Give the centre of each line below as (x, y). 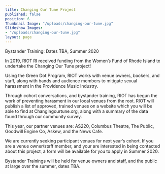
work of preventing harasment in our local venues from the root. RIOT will (80, 101)
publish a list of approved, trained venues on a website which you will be (79, 106)
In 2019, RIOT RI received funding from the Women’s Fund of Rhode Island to (83, 61)
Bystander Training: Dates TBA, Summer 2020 (52, 51)
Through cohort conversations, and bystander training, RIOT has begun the (81, 95)
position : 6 (17, 19)
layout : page (18, 37)
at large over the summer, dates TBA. (43, 166)
